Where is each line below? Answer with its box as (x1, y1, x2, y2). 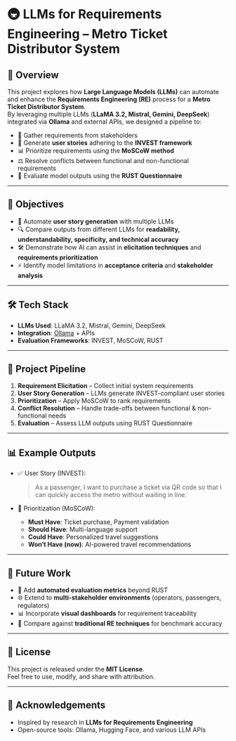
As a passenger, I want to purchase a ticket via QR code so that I (34, 483, 222, 491)
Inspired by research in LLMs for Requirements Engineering (17, 718, 193, 726)
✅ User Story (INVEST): (17, 469, 86, 477)
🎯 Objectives (7, 198, 65, 210)
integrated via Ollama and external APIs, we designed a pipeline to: (7, 117, 202, 126)
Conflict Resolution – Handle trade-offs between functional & (17, 404, 197, 413)
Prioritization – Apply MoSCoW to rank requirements (17, 397, 171, 405)
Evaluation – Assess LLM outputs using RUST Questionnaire (17, 419, 193, 427)
